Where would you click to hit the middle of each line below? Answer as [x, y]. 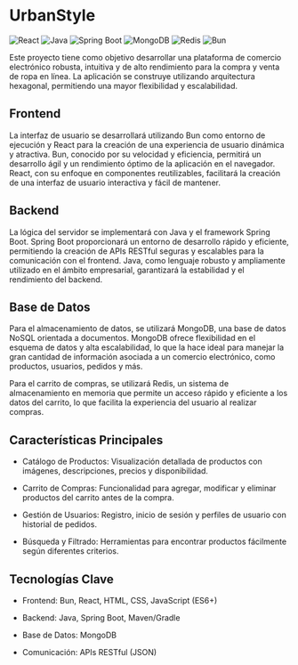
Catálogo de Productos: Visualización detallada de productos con [142, 462]
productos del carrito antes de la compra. [98, 498]
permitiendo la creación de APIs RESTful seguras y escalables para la [137, 251]
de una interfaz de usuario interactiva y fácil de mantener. [115, 182]
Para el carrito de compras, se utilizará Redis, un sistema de [119, 384]
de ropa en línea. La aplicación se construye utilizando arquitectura [132, 76]
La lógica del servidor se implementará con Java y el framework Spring [140, 231]
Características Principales [86, 440]
